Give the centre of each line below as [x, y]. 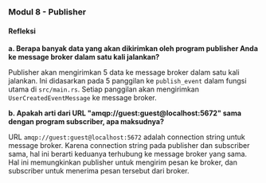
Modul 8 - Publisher [47, 12]
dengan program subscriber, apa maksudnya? [86, 122]
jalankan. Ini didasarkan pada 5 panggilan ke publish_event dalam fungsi [127, 81]
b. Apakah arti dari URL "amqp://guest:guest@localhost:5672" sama [125, 113]
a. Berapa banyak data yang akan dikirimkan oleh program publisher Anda [133, 49]
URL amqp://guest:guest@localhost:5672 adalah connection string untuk [127, 137]
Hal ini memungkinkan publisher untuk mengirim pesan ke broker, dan [123, 162]
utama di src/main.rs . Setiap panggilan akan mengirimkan [104, 89]
